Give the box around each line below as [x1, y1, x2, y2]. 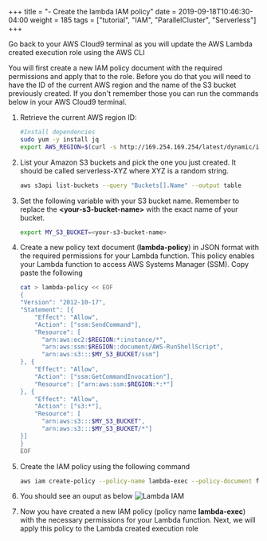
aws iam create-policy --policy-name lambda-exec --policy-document [19, 477, 253, 485]
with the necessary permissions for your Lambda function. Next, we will [19, 515, 256, 525]
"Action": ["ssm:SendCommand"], [34, 320, 142, 328]
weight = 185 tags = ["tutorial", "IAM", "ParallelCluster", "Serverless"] [29, 15, 257, 25]
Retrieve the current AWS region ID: [19, 113, 137, 122]
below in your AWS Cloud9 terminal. [8, 97, 128, 106]
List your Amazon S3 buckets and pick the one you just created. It [19, 157, 237, 167]
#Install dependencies [19, 128, 96, 136]
